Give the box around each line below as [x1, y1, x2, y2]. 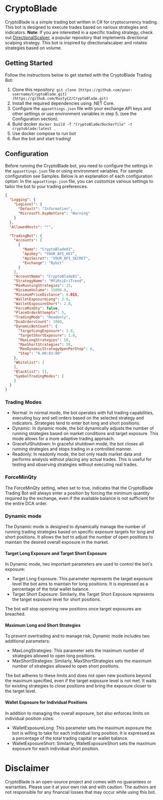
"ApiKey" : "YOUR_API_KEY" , [22, 251, 77, 256]
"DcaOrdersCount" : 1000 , [14, 320, 64, 324]
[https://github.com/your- [78, 87, 133, 93]
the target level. [5, 688, 36, 694]
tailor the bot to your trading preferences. [5, 183, 88, 189]
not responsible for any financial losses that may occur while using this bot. [5, 789, 157, 795]
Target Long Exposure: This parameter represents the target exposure [12, 576, 153, 582]
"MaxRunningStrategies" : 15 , [14, 283, 73, 288]
